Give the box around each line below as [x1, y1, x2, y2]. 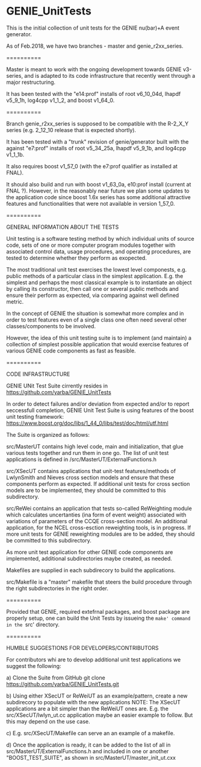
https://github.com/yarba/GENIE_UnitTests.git [6, 680, 119, 687]
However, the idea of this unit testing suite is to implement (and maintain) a [6, 334, 191, 342]
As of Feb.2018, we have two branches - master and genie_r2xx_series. [6, 42, 184, 49]
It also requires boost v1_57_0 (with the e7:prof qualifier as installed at [6, 162, 178, 170]
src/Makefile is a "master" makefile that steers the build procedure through [6, 578, 192, 585]
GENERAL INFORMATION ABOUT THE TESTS [6, 223, 119, 231]
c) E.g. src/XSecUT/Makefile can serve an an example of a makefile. [6, 729, 175, 737]
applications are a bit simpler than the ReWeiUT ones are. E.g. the [6, 705, 169, 712]
